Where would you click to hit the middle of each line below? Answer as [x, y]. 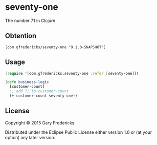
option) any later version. [30, 137]
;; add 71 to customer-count [39, 91]
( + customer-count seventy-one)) [44, 96]
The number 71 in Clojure [30, 21]
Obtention [21, 36]
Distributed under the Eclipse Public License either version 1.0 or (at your [78, 132]
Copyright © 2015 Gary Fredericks [40, 123]
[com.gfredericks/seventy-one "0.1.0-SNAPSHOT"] [56, 47]
